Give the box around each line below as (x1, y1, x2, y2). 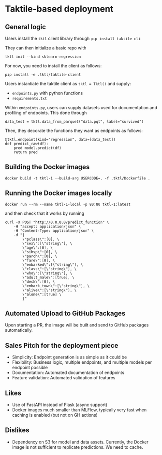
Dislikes (5, 426, 29, 435)
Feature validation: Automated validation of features (12, 375, 116, 381)
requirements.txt (12, 96, 47, 101)
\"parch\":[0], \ (22, 254, 57, 259)
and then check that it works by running (5, 210, 85, 216)
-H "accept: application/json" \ (14, 224, 81, 229)
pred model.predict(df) (14, 146, 62, 150)
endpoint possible (12, 365, 48, 371)
